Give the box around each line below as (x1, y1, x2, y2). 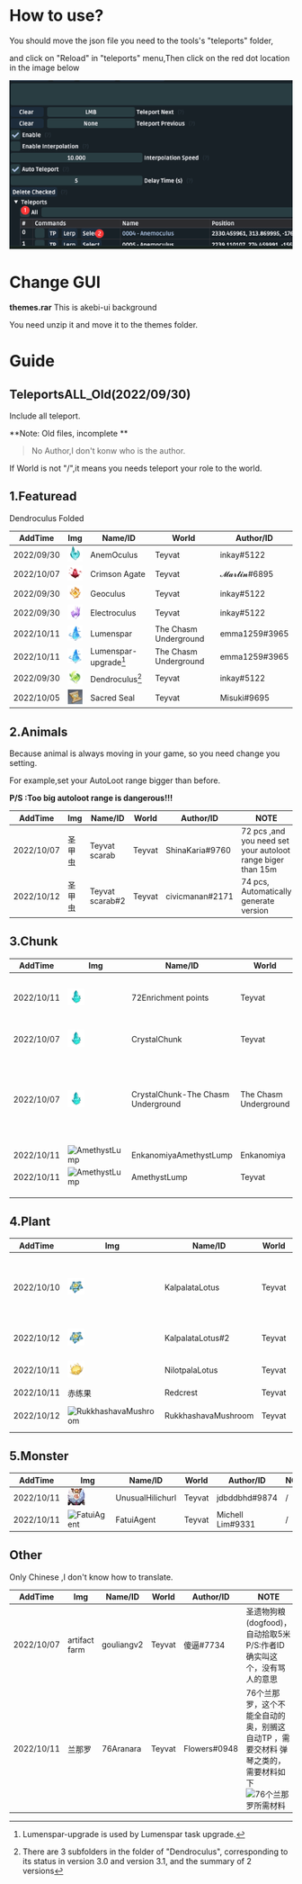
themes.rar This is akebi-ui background (9, 302, 157, 312)
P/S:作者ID (245, 1639, 285, 1650)
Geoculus (90, 588, 126, 599)
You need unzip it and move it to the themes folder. (9, 319, 199, 329)
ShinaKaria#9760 (165, 845, 232, 856)
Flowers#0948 (183, 1744, 239, 1754)
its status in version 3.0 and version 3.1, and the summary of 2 (22, 1856, 252, 1867)
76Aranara (102, 1744, 142, 1754)
